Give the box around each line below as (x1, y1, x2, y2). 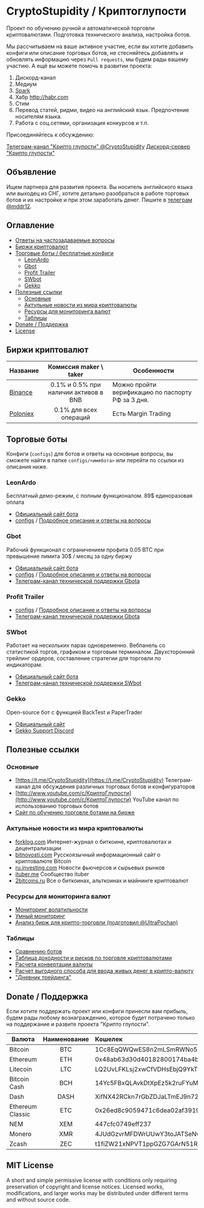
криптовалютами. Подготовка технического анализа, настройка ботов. (6, 30, 191, 38)
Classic (9, 1110, 30, 1118)
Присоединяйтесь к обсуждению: (6, 131, 95, 138)
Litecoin (9, 1065, 32, 1073)
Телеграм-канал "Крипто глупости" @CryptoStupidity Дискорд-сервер (6, 143, 191, 150)
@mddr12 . (6, 202, 32, 210)
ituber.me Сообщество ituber (15, 870, 89, 878)
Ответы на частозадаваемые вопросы (15, 236, 115, 244)
